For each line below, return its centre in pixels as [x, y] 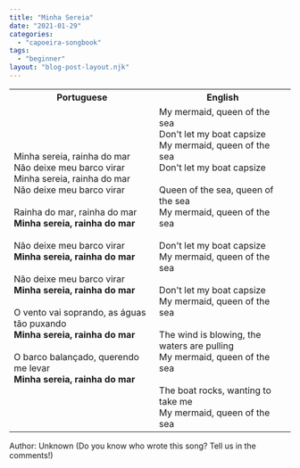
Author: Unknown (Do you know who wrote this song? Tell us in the [133, 446]
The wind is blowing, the [210, 334]
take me [176, 401]
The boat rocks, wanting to [215, 390]
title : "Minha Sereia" [51, 17]
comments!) [31, 455]
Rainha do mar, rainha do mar [75, 212]
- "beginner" [42, 59]
